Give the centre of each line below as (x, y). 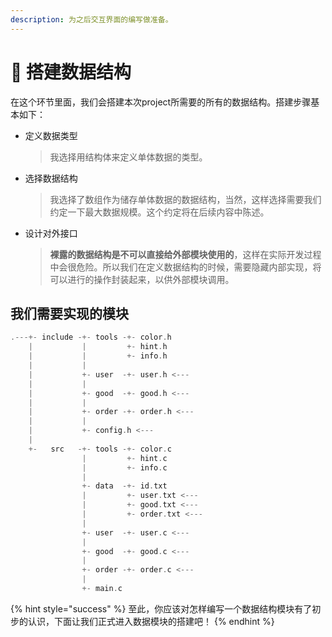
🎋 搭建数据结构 (71, 72)
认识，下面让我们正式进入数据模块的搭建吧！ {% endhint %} (151, 621)
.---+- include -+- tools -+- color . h (91, 337)
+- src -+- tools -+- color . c (100, 449)
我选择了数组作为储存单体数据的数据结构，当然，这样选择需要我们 (185, 199)
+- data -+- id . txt (124, 486)
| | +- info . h (98, 356)
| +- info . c (124, 467)
